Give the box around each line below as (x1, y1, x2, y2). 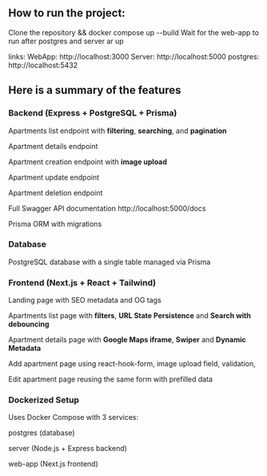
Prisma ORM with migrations (8, 219, 102, 228)
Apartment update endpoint (8, 172, 100, 182)
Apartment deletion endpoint (8, 188, 103, 197)
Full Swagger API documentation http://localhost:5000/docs (8, 204, 206, 213)
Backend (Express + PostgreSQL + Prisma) (8, 107, 177, 119)
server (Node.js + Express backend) (8, 444, 128, 454)
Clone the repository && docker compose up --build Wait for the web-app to (8, 27, 260, 37)
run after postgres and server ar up (8, 36, 124, 46)
